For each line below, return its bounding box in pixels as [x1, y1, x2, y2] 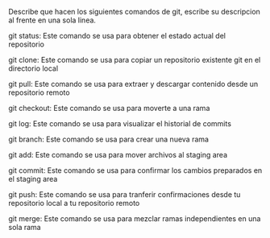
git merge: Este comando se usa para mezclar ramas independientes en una [8, 214, 261, 224]
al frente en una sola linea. [8, 15, 97, 25]
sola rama [8, 223, 42, 232]
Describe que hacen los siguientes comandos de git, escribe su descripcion [8, 7, 260, 16]
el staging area [8, 174, 58, 183]
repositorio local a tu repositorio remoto [8, 199, 140, 207]
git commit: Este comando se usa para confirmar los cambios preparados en [8, 166, 263, 175]
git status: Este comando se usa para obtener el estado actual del [8, 31, 226, 40]
